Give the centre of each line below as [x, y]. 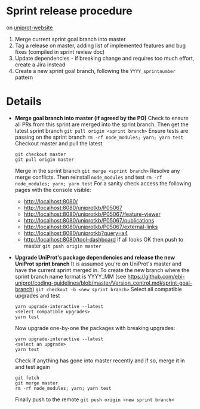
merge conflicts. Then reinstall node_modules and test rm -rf [88, 177]
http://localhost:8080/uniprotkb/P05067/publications [89, 220]
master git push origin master [62, 246]
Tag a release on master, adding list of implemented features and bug [100, 45]
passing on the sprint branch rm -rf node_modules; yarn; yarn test [99, 137]
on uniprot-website [30, 28]
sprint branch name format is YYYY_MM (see [70, 276]
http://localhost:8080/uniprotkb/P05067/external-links [91, 227]
